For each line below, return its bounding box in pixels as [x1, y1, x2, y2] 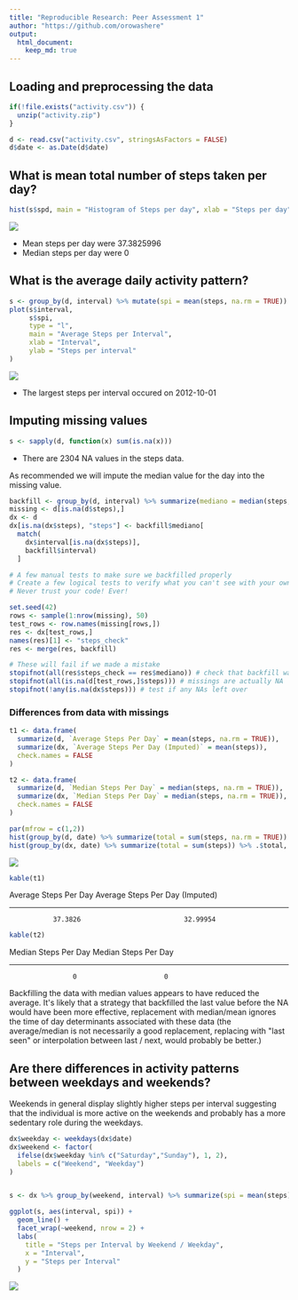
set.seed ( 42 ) [9, 603, 58, 612]
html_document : [17, 37, 74, 47]
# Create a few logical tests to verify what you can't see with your [9, 578, 276, 587]
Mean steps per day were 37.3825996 [21, 238, 161, 249]
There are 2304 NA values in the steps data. [21, 452, 184, 463]
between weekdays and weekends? [9, 1074, 211, 1089]
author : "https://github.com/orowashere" [9, 21, 165, 30]
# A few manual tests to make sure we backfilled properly [9, 570, 232, 579]
